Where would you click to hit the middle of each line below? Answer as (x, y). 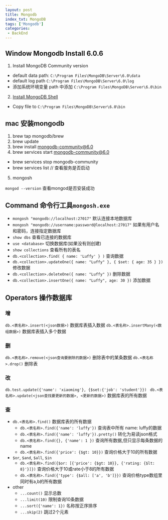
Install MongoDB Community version (50, 65)
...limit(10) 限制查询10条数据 (52, 499)
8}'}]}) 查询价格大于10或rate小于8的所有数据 (67, 469)
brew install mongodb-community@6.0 (53, 147)
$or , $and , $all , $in (32, 458)
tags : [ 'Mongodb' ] (24, 24)
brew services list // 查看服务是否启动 (51, 168)
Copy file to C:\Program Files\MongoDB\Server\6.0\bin (69, 107)
